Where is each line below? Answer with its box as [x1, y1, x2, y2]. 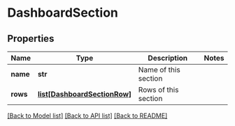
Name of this [138, 65, 180, 74]
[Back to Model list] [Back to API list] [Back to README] [7, 111, 168, 120]
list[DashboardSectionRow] [37, 89, 131, 99]
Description [148, 54, 188, 63]
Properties [7, 33, 55, 45]
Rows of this [138, 85, 179, 95]
